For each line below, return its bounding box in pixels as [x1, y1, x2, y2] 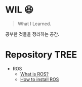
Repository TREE [5, 49, 77, 60]
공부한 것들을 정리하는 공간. [5, 31, 60, 37]
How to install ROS [20, 76, 59, 82]
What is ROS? [20, 71, 49, 77]
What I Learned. [17, 21, 52, 27]
